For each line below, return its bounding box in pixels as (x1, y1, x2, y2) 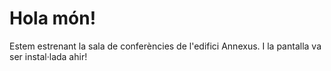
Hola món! (9, 7, 97, 30)
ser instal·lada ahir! (9, 50, 88, 62)
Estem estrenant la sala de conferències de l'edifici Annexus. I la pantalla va (9, 40, 322, 52)
